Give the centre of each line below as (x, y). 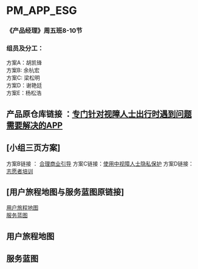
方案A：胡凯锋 (24, 63)
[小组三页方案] (33, 148)
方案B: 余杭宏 (23, 70)
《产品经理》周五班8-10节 (44, 31)
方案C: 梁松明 (23, 78)
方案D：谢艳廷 (24, 85)
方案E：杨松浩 (24, 93)
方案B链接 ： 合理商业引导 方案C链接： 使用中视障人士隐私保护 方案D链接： (100, 164)
